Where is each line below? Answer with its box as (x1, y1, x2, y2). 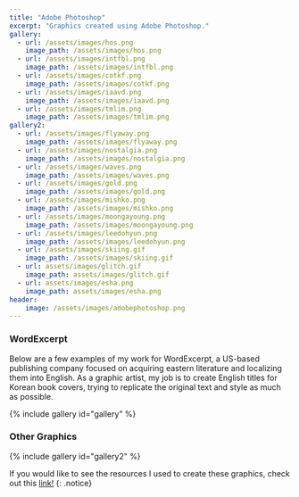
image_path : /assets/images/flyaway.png (25, 137, 178, 146)
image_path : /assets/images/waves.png (25, 170, 170, 179)
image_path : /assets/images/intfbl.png (25, 63, 174, 72)
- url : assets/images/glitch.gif (17, 262, 142, 271)
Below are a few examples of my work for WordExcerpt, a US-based (9, 353, 261, 364)
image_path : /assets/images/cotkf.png (25, 79, 170, 88)
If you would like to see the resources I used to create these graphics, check (9, 468, 290, 478)
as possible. (9, 391, 54, 402)
